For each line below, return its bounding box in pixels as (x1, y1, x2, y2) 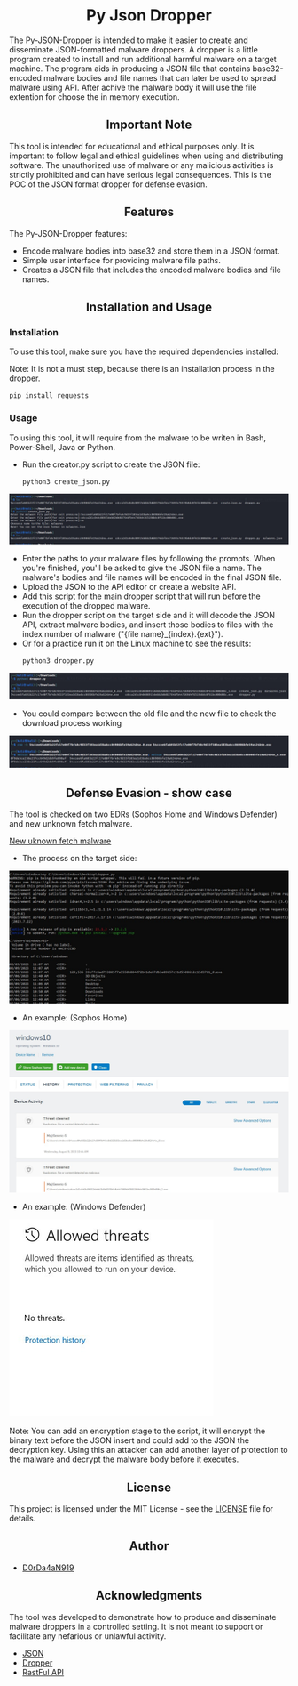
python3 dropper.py (21, 657, 95, 666)
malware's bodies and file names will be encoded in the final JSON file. (21, 572, 282, 583)
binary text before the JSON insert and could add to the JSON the (9, 1435, 250, 1446)
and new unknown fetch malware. (9, 819, 133, 829)
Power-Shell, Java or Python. (9, 441, 116, 452)
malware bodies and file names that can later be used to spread (43, 72, 277, 83)
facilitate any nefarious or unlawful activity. (9, 1630, 167, 1642)
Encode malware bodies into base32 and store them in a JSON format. (21, 246, 280, 256)
